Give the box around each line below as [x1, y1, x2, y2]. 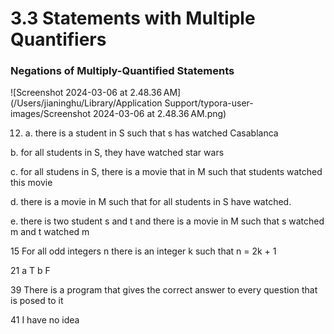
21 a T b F [10, 265, 51, 277]
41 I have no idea [10, 314, 80, 326]
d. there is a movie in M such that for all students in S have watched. [10, 196, 292, 208]
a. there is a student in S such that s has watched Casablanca [24, 127, 279, 139]
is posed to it [10, 295, 64, 307]
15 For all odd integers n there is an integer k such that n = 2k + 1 [10, 245, 277, 257]
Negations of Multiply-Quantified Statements [10, 64, 235, 78]
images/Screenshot [10, 108, 91, 120]
